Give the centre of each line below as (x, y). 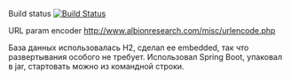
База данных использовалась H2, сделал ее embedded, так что (129, 47)
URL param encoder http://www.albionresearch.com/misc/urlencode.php (142, 30)
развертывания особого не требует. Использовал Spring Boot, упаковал (145, 57)
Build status (30, 14)
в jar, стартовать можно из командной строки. (96, 66)
